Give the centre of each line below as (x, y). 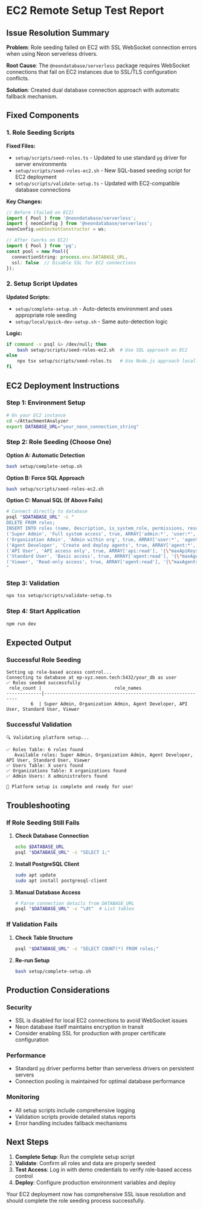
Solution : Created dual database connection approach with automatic (93, 90)
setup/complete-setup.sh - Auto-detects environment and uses (94, 308)
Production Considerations (58, 990)
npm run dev (21, 624)
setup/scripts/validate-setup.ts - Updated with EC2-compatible (97, 183)
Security (19, 1007)
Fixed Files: (21, 146)
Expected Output (39, 642)
